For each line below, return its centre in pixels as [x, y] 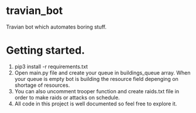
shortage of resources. [42, 85]
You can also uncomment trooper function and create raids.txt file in [97, 91]
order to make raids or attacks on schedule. [67, 97]
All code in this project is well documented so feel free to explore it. [96, 104]
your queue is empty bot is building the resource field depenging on [96, 79]
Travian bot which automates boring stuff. [56, 27]
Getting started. [46, 50]
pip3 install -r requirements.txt [51, 66]
